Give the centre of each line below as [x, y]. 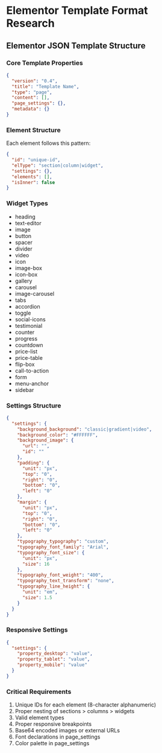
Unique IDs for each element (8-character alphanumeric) [86, 705]
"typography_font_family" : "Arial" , [63, 547]
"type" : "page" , [32, 92]
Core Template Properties [45, 63]
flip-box [25, 364]
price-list [26, 351]
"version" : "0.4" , [35, 81]
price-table [29, 357]
